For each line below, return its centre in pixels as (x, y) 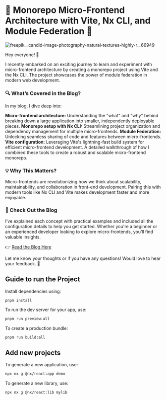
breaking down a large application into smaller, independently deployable (80, 121)
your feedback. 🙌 (23, 263)
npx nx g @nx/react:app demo (35, 374)
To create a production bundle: (37, 328)
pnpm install (19, 300)
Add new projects (33, 353)
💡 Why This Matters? (31, 171)
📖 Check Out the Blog (31, 210)
